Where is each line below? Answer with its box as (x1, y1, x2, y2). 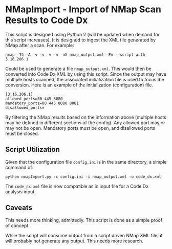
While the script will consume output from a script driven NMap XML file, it (5, 232, 163, 238)
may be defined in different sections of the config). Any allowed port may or (5, 119, 165, 126)
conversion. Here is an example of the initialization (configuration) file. (5, 82, 154, 88)
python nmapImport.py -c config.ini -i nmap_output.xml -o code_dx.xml (5, 174, 161, 179)
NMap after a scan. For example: (5, 42, 74, 48)
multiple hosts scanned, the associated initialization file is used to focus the (5, 76, 165, 82)
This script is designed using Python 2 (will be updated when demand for (5, 31, 160, 37)
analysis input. (5, 188, 36, 195)
